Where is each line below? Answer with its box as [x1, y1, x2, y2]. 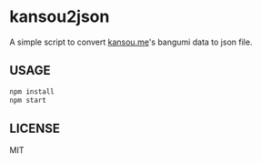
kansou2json [9, 6, 110, 27]
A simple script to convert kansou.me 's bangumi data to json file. [9, 36, 253, 47]
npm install [9, 87, 55, 97]
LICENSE [9, 120, 61, 136]
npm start [9, 96, 47, 105]
